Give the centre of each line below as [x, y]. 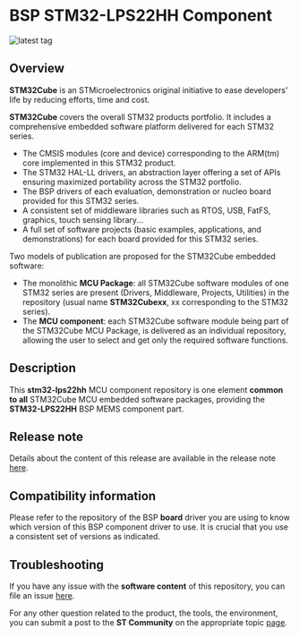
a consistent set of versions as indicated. [85, 537]
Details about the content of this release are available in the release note [142, 458]
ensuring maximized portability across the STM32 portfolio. [132, 182]
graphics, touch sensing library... [83, 219]
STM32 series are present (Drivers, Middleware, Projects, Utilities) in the [155, 293]
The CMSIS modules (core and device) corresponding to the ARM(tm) [151, 153]
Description [43, 368]
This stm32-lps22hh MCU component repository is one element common [146, 389]
